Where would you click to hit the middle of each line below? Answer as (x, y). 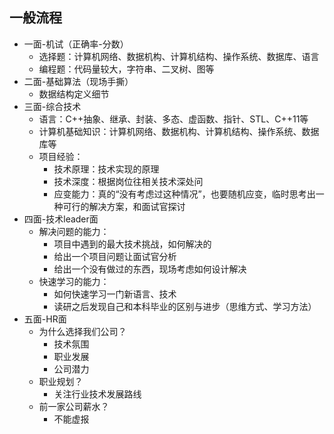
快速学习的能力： (74, 281)
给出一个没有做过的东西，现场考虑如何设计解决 (150, 269)
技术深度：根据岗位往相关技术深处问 (128, 181)
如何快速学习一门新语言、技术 (115, 294)
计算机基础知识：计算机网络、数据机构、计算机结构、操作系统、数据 (179, 131)
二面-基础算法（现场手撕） (78, 81)
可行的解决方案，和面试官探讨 (124, 206)
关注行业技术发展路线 (97, 394)
